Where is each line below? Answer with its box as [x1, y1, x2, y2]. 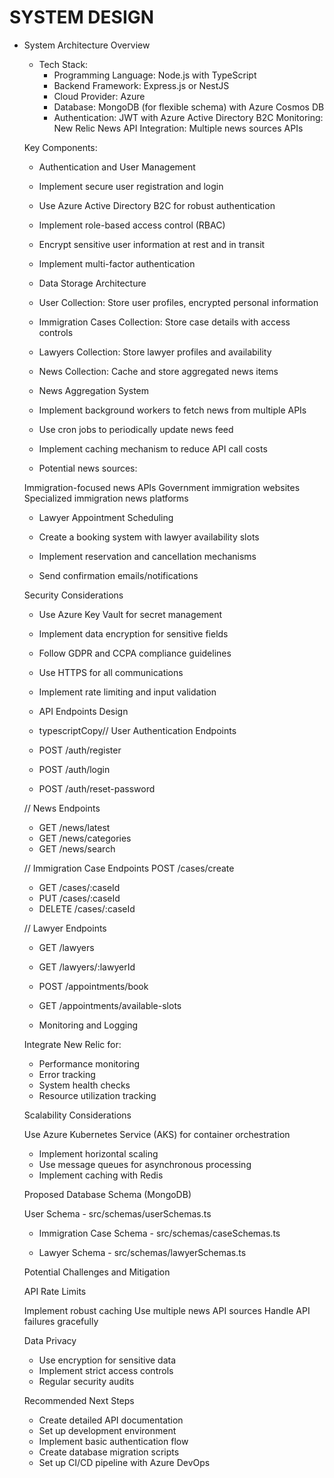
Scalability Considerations [23, 1109, 132, 1121]
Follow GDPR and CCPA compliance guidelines [38, 647, 232, 659]
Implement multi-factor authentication [38, 257, 196, 270]
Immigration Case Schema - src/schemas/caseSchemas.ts [38, 1227, 281, 1239]
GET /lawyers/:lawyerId [38, 961, 136, 973]
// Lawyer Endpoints [23, 922, 107, 934]
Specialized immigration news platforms [23, 492, 189, 504]
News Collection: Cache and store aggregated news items [38, 365, 279, 377]
